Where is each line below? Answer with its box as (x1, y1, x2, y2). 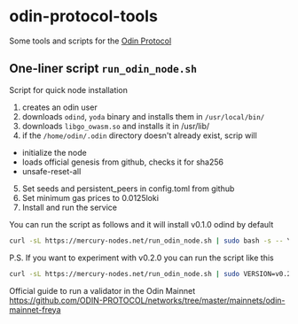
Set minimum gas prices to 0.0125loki (21, 192, 160, 203)
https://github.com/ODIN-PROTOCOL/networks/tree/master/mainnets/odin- (9, 295, 286, 305)
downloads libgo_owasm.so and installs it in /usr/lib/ (21, 120, 210, 131)
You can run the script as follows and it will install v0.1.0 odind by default (9, 219, 274, 229)
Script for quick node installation (9, 84, 129, 95)
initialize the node (21, 147, 87, 158)
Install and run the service (21, 202, 118, 212)
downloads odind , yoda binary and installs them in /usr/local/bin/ (21, 111, 265, 121)
